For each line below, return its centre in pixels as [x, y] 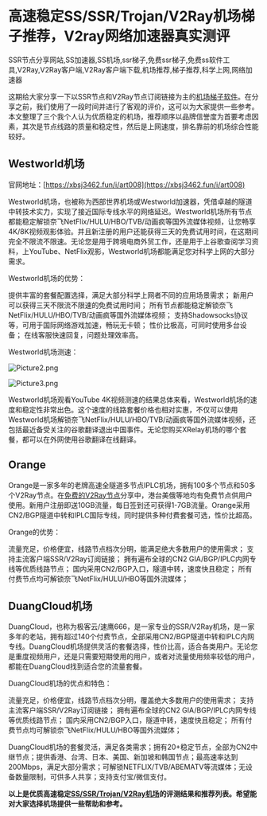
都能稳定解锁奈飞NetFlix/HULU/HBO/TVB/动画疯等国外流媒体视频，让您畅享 [132, 221]
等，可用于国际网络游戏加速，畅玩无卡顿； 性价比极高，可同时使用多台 [124, 325]
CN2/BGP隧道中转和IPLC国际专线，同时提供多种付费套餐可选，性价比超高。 [132, 515]
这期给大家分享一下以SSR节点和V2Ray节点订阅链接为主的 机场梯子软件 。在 [130, 96]
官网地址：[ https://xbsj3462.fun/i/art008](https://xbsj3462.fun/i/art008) [127, 185]
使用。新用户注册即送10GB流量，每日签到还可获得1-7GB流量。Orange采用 [129, 505]
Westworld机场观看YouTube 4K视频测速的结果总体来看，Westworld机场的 [129, 400]
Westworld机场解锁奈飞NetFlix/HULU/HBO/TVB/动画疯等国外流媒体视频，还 [132, 420]
